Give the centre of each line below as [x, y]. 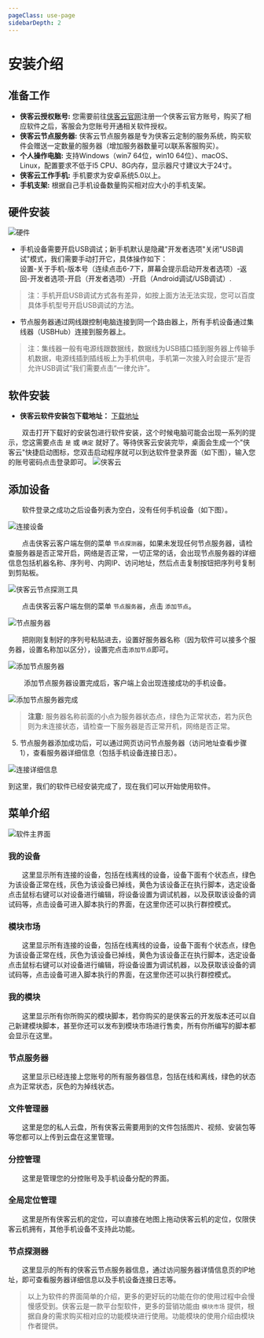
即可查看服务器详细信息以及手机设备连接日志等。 [101, 1280]
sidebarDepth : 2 [35, 23]
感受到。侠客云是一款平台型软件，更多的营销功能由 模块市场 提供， [141, 1307]
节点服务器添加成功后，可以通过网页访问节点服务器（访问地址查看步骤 [133, 743]
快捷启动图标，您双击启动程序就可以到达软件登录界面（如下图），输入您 [140, 453]
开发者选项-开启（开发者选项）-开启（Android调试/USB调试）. [131, 279]
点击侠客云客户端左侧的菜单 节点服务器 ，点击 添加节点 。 [109, 606]
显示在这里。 [35, 1035]
